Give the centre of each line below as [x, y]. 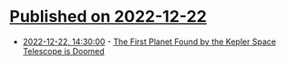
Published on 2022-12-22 [108, 17]
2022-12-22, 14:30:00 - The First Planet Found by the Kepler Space [149, 42]
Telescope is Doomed [63, 51]
